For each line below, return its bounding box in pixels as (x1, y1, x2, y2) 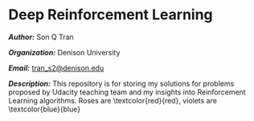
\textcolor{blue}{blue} (8, 104, 81, 114)
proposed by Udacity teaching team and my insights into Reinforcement (8, 87, 247, 97)
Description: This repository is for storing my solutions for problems (8, 79, 235, 88)
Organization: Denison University (8, 47, 121, 57)
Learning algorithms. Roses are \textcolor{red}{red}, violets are (8, 95, 217, 105)
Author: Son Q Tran (8, 32, 74, 42)
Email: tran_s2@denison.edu (8, 63, 104, 73)
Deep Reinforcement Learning (8, 6, 213, 24)
